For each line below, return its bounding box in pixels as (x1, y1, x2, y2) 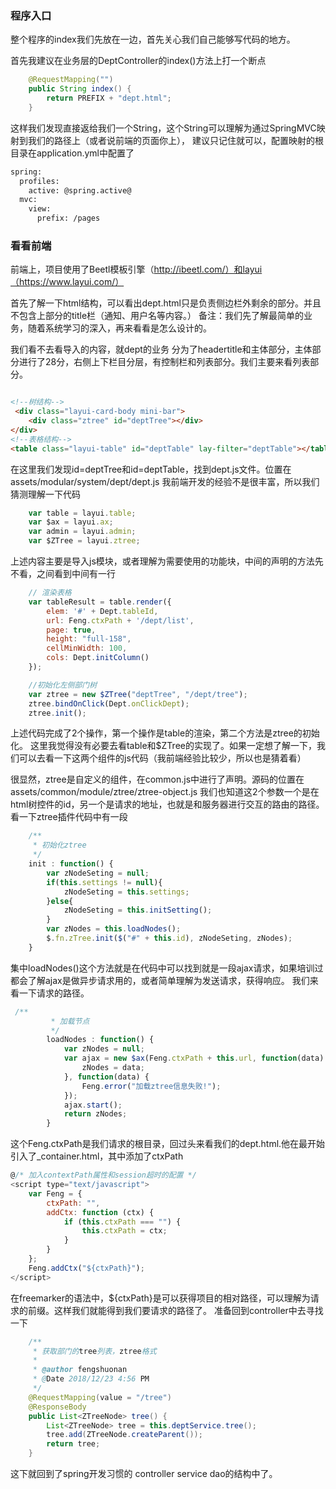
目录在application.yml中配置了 (10, 147, 135, 159)
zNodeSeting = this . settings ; (63, 887, 190, 897)
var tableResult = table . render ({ (28, 597, 172, 607)
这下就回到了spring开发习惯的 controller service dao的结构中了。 (10, 1468, 278, 1480)
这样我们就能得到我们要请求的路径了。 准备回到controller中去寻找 (53, 1304, 324, 1316)
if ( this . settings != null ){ (46, 877, 163, 887)
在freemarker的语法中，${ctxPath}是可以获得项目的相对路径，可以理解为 (10, 1292, 311, 1304)
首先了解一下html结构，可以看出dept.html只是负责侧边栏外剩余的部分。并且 (10, 297, 322, 309)
